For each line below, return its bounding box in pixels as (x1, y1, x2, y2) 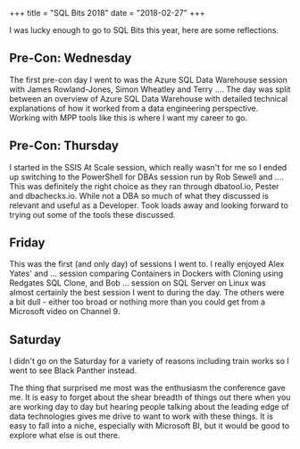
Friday (9, 236, 46, 251)
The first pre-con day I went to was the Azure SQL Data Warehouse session (9, 74, 287, 85)
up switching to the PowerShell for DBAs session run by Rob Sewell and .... (9, 171, 284, 182)
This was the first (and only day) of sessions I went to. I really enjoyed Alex (9, 259, 285, 270)
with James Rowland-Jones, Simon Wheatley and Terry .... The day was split (9, 84, 291, 95)
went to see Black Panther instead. (9, 365, 137, 376)
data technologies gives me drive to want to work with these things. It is (9, 411, 274, 422)
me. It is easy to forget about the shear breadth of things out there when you (9, 392, 291, 403)
